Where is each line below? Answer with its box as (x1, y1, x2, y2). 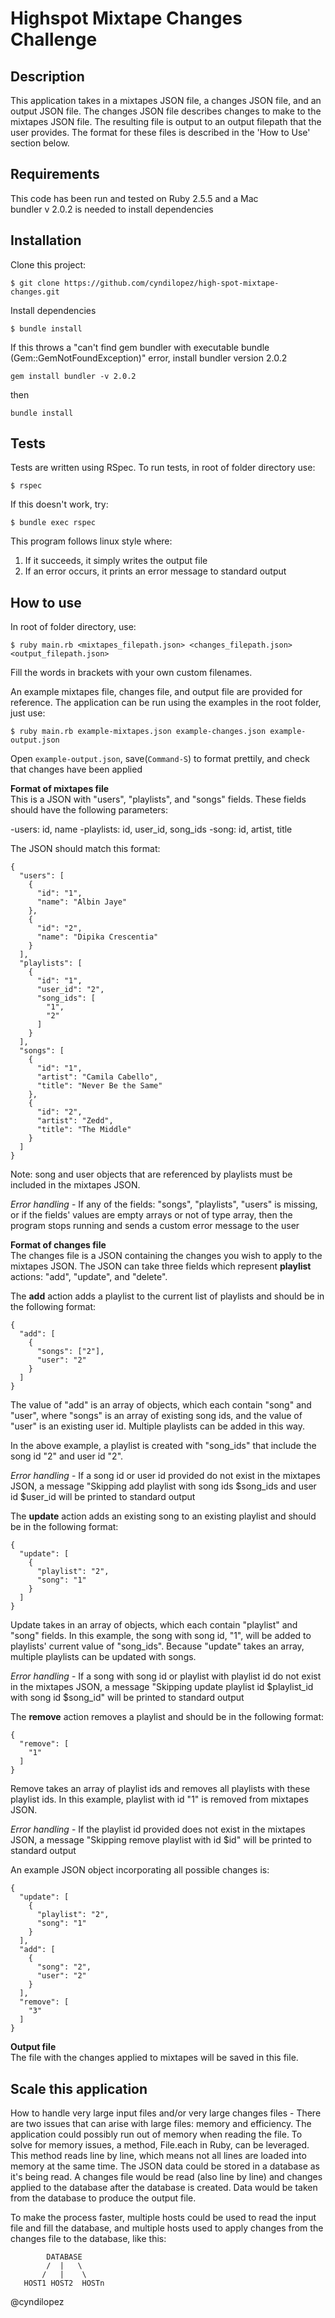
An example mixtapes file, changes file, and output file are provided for (10, 686, 303, 698)
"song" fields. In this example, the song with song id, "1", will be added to (10, 1630, 312, 1642)
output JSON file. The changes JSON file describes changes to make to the (10, 105, 322, 117)
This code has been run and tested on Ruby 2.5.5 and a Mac (10, 192, 259, 204)
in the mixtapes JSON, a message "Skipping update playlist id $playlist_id (10, 1681, 314, 1693)
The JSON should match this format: (10, 843, 161, 855)
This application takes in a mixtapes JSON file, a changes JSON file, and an (10, 95, 322, 106)
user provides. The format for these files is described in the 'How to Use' (10, 127, 311, 138)
